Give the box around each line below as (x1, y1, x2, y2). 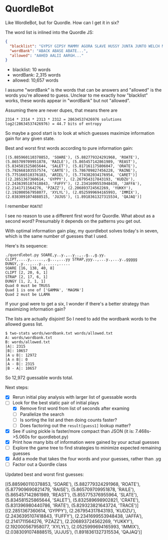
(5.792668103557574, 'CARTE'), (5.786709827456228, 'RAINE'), (5, 168, 137, 173)
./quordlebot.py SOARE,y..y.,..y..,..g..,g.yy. (5, 252, 106, 258)
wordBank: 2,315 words (12, 72, 61, 78)
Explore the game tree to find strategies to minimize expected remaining (12, 444, 161, 451)
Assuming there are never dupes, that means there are (5, 107, 117, 113)
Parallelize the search (19, 411, 64, 417)
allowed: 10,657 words (12, 77, 58, 83)
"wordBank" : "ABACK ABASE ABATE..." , (9, 48, 88, 53)
